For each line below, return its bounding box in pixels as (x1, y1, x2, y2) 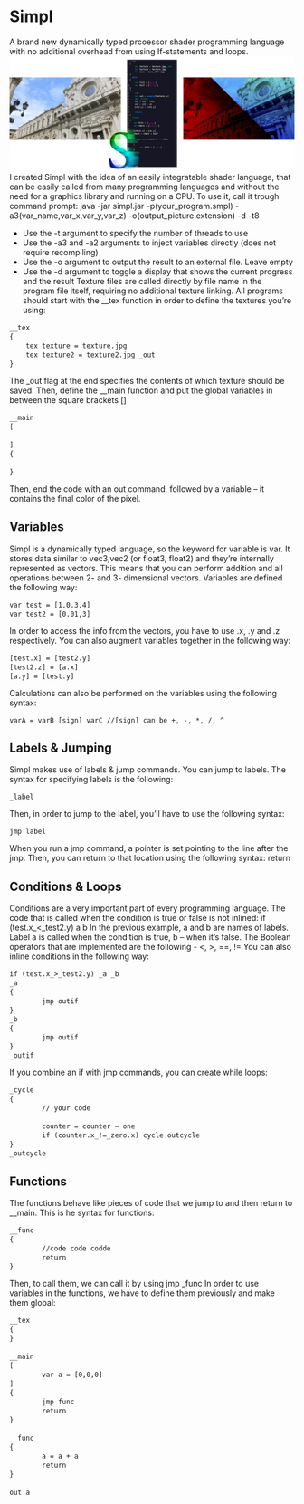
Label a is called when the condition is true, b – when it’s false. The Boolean (9, 932, 291, 943)
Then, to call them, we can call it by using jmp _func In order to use (9, 1278, 260, 1288)
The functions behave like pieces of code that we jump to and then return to (9, 1197, 293, 1208)
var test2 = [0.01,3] (9, 609, 91, 618)
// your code (42, 1104, 91, 1113)
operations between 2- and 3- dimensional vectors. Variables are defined (9, 572, 283, 583)
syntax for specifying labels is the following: (9, 774, 174, 785)
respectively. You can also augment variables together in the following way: (9, 635, 291, 646)
